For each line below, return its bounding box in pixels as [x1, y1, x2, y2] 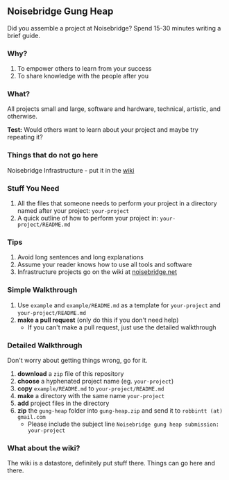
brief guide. [7, 31, 40, 40]
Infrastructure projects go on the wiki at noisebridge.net [17, 268, 178, 276]
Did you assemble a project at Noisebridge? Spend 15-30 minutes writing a [7, 24, 221, 32]
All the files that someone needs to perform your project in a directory [17, 199, 217, 207]
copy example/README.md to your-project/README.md [17, 384, 164, 393]
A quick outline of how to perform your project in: [17, 214, 159, 222]
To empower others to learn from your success [17, 65, 152, 73]
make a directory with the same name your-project [17, 391, 165, 400]
